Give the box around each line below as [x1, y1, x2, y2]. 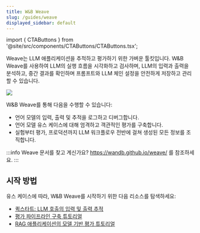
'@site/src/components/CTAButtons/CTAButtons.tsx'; [6, 42, 139, 50]
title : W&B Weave [6, 8, 50, 15]
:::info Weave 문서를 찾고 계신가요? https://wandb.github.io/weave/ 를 [6, 149, 174, 156]
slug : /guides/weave [6, 14, 58, 20]
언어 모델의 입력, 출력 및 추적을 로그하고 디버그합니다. [14, 114, 139, 121]
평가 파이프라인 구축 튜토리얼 [14, 213, 82, 220]
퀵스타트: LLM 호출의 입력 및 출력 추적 [14, 206, 104, 213]
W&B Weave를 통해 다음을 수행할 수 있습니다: [6, 101, 113, 108]
